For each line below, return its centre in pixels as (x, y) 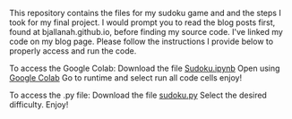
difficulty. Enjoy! (39, 105)
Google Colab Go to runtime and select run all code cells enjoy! (126, 78)
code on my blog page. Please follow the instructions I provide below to (142, 41)
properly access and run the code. (73, 51)
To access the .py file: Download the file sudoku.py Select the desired (138, 95)
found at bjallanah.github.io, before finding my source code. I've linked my (146, 32)
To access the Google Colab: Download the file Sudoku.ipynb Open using (145, 68)
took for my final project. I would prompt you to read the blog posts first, (142, 22)
